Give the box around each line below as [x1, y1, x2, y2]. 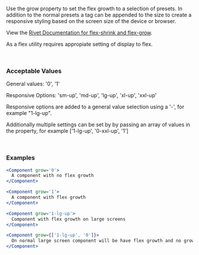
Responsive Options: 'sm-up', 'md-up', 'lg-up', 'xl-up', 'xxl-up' [6, 92, 157, 99]
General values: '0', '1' [6, 80, 60, 88]
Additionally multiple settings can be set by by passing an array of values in [6, 121, 191, 128]
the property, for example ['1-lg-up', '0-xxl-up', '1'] [6, 128, 129, 135]
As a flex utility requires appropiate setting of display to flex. [6, 41, 153, 47]
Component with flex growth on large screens [11, 216, 126, 222]
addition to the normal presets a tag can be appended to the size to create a [6, 11, 192, 18]
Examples [6, 154, 36, 162]
